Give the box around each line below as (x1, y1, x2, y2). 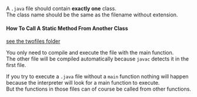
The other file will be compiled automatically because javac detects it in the (6, 55, 189, 62)
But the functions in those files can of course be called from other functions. (6, 85, 191, 93)
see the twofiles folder (6, 38, 61, 45)
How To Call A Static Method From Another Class (6, 25, 128, 32)
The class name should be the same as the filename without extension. (6, 11, 178, 18)
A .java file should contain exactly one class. (6, 5, 116, 12)
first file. (6, 62, 26, 69)
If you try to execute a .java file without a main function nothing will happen (6, 73, 189, 80)
